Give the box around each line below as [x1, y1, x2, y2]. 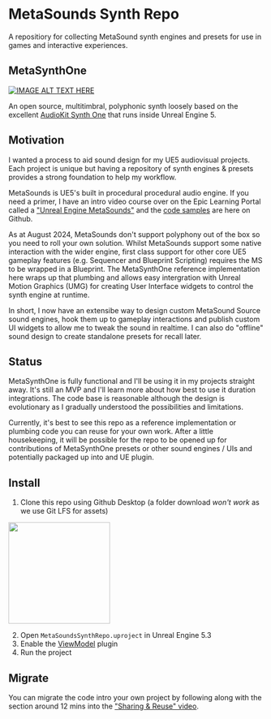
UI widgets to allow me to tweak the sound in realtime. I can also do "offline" [8, 322, 264, 333]
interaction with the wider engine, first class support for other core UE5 [8, 247, 247, 256]
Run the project [19, 648, 72, 657]
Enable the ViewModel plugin [19, 639, 118, 649]
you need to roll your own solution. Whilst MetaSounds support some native [8, 238, 262, 248]
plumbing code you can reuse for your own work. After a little [8, 427, 213, 437]
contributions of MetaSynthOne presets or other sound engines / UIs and [8, 444, 253, 454]
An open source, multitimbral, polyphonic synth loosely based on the [8, 101, 239, 110]
